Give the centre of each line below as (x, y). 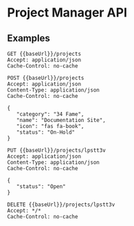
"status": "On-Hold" (46, 132)
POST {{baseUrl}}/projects (46, 78)
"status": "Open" (41, 187)
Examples (29, 38)
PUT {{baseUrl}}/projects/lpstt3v (57, 150)
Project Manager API (67, 13)
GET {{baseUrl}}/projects (44, 54)
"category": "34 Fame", (50, 114)
